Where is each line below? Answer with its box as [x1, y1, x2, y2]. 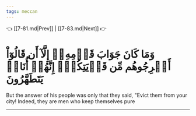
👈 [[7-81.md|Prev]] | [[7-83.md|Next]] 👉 [6, 24, 107, 32]
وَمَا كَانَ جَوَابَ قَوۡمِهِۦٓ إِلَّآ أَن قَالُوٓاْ [6, 47, 155, 61]
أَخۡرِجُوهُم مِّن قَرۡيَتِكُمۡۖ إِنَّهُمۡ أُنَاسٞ [6, 59, 171, 73]
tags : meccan [6, 8, 38, 15]
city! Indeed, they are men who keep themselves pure [6, 97, 135, 105]
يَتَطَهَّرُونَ [6, 72, 44, 85]
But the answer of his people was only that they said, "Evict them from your [6, 92, 188, 99]
